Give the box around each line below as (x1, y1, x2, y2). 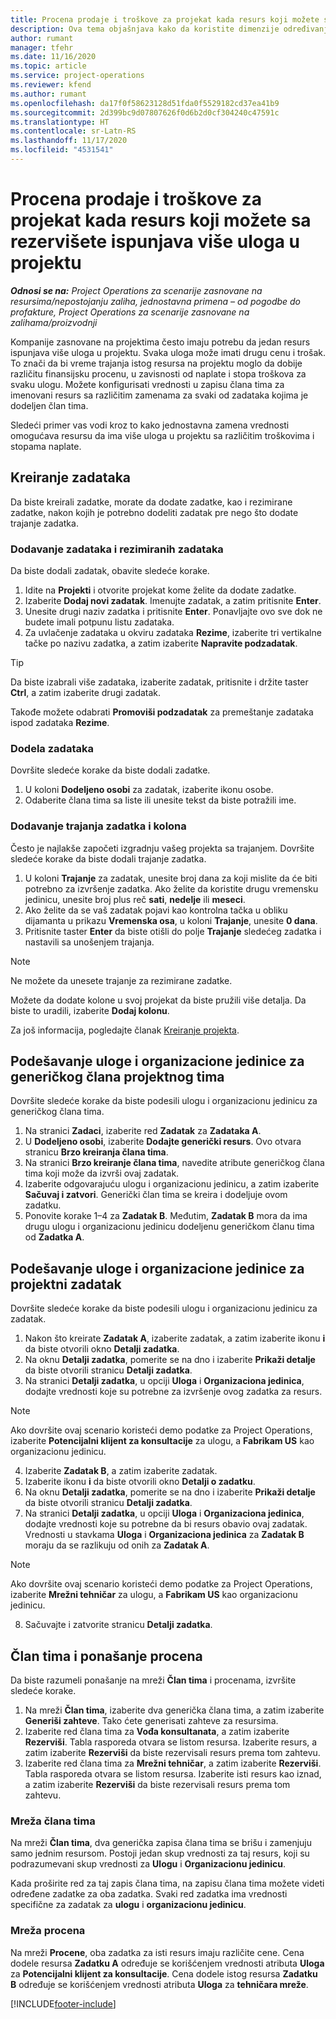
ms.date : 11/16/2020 (10, 52, 97, 62)
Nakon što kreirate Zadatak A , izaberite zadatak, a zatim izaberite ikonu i (24, 1332, 326, 1345)
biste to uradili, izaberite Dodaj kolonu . (10, 1004, 170, 1016)
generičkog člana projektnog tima (10, 1068, 225, 1085)
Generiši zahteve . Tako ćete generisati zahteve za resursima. (24, 1714, 279, 1726)
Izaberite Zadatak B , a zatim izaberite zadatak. (24, 1465, 218, 1477)
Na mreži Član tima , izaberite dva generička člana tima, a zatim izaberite (24, 1704, 325, 1716)
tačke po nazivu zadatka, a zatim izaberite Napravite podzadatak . (24, 637, 298, 649)
